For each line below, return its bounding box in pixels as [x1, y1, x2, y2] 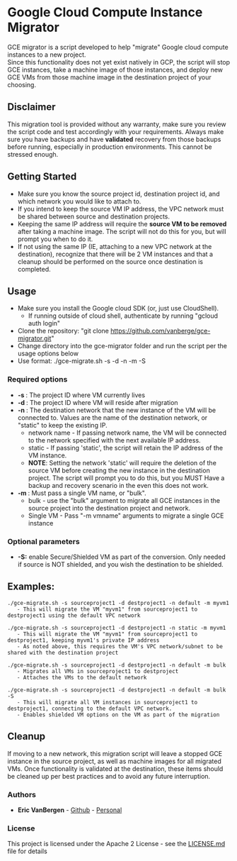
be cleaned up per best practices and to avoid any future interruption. [7, 772, 211, 780]
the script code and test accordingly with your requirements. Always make [7, 127, 224, 135]
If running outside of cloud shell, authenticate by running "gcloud [28, 311, 218, 320]
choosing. [7, 80, 37, 89]
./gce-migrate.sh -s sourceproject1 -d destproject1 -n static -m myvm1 [7, 624, 226, 631]
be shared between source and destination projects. [17, 212, 170, 221]
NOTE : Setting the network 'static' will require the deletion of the [28, 458, 217, 467]
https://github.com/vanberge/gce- [110, 327, 211, 335]
